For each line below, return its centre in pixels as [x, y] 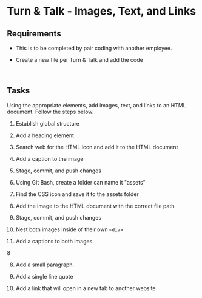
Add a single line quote [44, 276]
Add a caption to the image [49, 158]
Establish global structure [47, 123]
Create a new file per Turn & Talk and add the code [79, 60]
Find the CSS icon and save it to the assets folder [77, 194]
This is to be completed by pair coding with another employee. [94, 48]
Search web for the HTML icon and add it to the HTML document [97, 147]
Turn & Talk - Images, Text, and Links [102, 11]
